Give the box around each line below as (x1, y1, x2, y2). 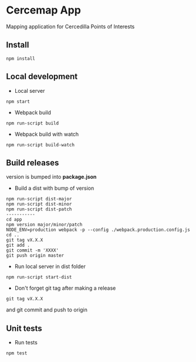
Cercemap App (6, 4, 81, 17)
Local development (6, 72, 78, 82)
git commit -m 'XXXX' (6, 247, 59, 253)
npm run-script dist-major (6, 196, 72, 202)
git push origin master (6, 253, 65, 259)
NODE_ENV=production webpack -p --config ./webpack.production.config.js (6, 227, 191, 233)
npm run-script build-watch (6, 142, 75, 148)
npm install (6, 55, 35, 62)
